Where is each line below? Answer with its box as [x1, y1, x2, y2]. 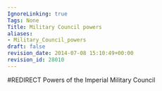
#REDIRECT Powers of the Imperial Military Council [7, 75, 156, 84]
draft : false [7, 43, 46, 50]
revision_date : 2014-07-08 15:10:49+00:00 [7, 50, 134, 57]
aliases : [7, 30, 33, 37]
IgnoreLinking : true [7, 10, 68, 18]
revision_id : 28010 [7, 56, 65, 63]
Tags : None [7, 17, 39, 24]
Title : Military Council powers [7, 23, 102, 30]
